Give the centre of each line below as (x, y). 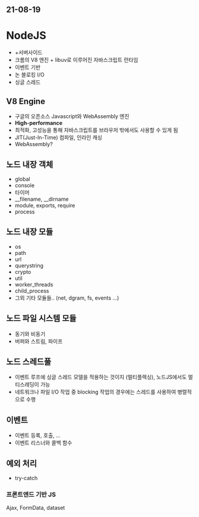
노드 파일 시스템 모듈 (41, 318)
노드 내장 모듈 (30, 232)
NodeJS (26, 35)
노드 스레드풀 (29, 362)
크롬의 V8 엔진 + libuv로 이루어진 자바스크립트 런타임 (76, 60)
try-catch (26, 478)
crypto (23, 272)
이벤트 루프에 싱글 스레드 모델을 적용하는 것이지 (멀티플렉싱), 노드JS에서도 (101, 377)
